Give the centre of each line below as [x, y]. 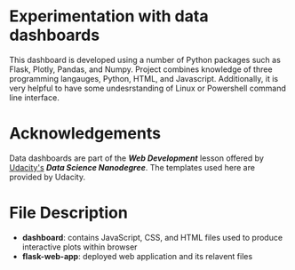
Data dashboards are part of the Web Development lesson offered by [137, 158]
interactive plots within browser [80, 247]
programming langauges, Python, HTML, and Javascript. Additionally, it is [144, 78]
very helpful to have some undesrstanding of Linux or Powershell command [148, 88]
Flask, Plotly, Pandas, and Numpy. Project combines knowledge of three [141, 69]
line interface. [34, 97]
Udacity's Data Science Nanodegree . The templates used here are [132, 167]
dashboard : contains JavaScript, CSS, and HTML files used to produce [152, 237]
